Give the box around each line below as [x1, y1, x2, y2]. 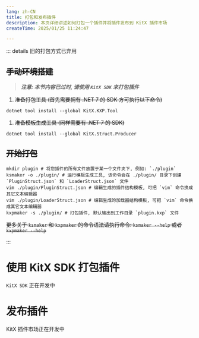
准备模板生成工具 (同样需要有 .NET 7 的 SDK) [14, 119, 125, 127]
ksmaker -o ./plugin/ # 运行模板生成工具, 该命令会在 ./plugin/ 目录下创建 [6, 172, 182, 178]
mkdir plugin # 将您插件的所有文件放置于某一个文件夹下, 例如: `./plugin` [6, 166, 176, 172]
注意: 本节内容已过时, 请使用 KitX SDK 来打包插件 [20, 84, 140, 91]
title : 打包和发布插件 [6, 14, 56, 20]
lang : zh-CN [6, 8, 36, 15]
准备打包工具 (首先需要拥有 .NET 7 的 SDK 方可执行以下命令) [14, 96, 163, 103]
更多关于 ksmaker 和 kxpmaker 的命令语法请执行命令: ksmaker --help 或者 [6, 221, 182, 228]
